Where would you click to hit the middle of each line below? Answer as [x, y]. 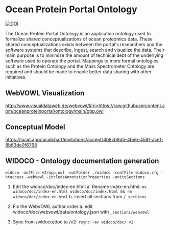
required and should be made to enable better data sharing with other [79, 71]
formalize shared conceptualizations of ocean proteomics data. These [79, 39]
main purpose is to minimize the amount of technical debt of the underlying [84, 55]
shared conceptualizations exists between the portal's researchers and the [84, 44]
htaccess [15, 177]
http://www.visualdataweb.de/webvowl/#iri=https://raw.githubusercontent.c [85, 106]
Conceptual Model [35, 127]
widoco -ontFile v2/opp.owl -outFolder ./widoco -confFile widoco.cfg [82, 173]
